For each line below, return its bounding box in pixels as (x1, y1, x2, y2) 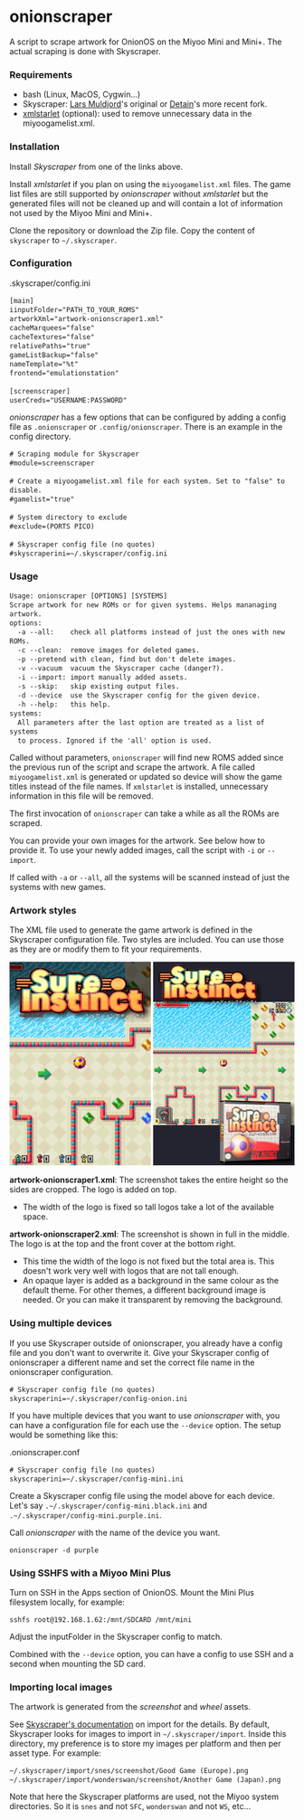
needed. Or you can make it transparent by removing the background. (22, 1294, 283, 1305)
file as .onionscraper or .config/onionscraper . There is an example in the (9, 421, 283, 431)
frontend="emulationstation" (9, 368, 119, 377)
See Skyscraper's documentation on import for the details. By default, (9, 1719, 270, 1730)
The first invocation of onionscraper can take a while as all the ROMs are (9, 808, 280, 820)
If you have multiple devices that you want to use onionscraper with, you (9, 1409, 280, 1421)
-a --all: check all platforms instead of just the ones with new (17, 628, 285, 637)
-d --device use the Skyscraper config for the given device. (17, 691, 261, 700)
